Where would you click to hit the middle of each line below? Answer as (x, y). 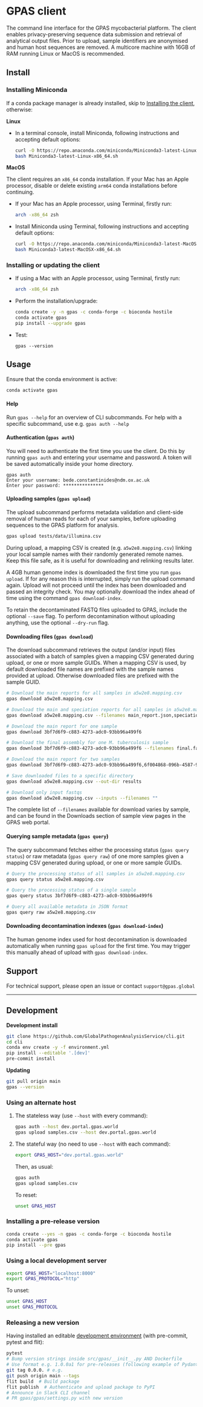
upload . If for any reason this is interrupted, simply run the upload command (101, 578)
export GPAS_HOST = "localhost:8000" (51, 1273)
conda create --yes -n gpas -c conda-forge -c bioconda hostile (89, 1234)
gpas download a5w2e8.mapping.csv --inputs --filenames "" (82, 798)
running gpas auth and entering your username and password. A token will (99, 457)
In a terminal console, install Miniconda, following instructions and (97, 133)
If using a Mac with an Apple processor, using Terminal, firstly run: (98, 278)
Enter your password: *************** (55, 485)
